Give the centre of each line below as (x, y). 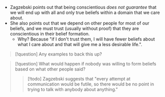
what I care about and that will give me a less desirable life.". (80, 44)
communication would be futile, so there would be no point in (91, 84)
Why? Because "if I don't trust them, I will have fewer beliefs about (86, 39)
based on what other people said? (50, 69)
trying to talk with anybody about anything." (73, 89)
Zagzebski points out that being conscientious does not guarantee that (83, 7)
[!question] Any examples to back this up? (58, 54)
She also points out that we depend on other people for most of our (79, 23)
